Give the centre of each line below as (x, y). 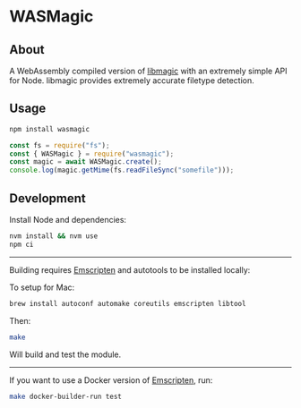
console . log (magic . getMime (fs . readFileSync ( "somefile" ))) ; (122, 170)
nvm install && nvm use (54, 236)
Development (48, 198)
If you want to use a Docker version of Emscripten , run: (111, 380)
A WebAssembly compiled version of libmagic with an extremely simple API (149, 71)
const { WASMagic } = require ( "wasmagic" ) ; (92, 154)
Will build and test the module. (65, 354)
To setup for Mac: (42, 287)
